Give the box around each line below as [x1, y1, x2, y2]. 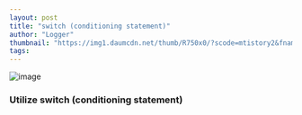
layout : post [9, 13, 58, 22]
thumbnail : [9, 38, 50, 48]
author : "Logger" [9, 30, 75, 39]
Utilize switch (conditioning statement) [9, 93, 183, 106]
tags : [9, 47, 30, 56]
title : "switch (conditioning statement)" [9, 22, 171, 31]
